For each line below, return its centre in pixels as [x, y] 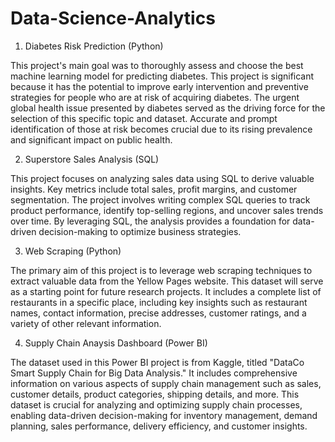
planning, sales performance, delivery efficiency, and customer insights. [159, 426]
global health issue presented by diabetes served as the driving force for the [168, 108]
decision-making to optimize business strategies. [140, 231]
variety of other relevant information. [86, 323]
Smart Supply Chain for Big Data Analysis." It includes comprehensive [154, 373]
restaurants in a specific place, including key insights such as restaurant [159, 302]
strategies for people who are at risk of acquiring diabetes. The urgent [155, 97]
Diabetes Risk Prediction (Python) [94, 46]
